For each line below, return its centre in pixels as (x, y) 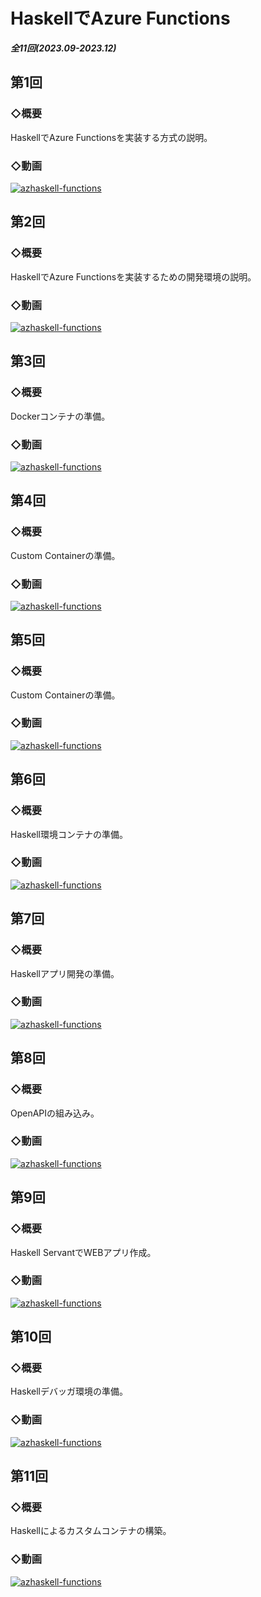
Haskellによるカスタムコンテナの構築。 (91, 1531)
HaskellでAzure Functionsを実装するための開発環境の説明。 (133, 276)
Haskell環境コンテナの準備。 (69, 834)
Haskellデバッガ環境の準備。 (69, 1391)
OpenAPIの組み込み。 (55, 1113)
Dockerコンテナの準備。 (60, 416)
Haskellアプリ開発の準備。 (65, 973)
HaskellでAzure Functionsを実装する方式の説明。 (111, 137)
